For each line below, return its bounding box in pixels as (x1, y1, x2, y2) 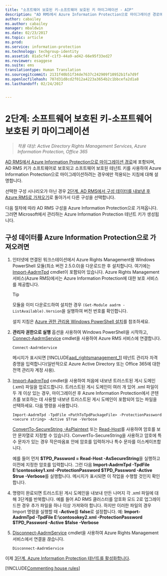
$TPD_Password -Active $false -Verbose (12, 520, 99, 526)
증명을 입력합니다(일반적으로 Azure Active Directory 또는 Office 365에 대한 (12, 361, 161, 367)
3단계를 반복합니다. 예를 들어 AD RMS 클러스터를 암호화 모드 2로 (17, 496, 143, 502)
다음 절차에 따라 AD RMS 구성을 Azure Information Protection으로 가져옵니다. (5, 205, 158, 211)
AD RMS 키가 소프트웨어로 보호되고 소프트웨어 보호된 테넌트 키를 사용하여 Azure (5, 165, 162, 171)
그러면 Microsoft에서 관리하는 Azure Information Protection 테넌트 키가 (5, 211, 146, 217)
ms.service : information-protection (5, 44, 81, 49)
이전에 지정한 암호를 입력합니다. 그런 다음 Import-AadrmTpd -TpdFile (12, 461, 150, 468)
